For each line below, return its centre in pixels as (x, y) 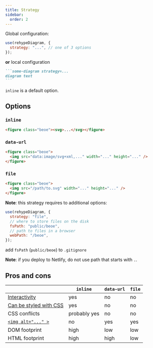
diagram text (19, 76)
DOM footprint (25, 330)
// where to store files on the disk (49, 221)
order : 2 (19, 19)
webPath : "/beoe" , (29, 236)
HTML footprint (26, 338)
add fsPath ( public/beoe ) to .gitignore (46, 250)
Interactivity (22, 297)
